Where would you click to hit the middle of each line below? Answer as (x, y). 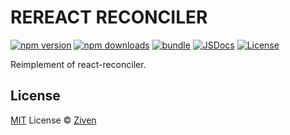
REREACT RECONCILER (109, 17)
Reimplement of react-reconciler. (78, 64)
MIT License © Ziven (53, 120)
